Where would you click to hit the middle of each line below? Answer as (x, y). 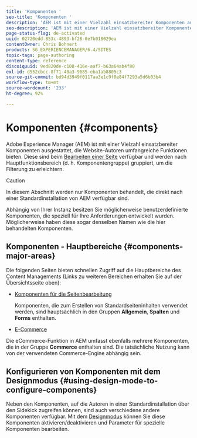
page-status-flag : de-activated (45, 34)
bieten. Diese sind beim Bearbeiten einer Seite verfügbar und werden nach (96, 156)
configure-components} (52, 389)
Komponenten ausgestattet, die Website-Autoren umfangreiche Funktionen (97, 150)
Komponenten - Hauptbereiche (64, 247)
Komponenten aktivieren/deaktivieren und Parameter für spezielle (86, 423)
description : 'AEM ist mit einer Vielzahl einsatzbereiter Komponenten (95, 22)
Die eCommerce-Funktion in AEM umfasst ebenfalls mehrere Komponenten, (98, 340)
